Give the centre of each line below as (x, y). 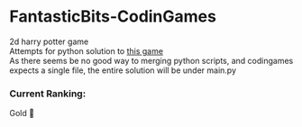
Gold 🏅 (22, 113)
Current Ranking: (48, 94)
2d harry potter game (49, 41)
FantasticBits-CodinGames (113, 17)
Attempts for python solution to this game (87, 50)
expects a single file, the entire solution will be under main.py (123, 70)
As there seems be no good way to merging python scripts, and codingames (151, 60)
